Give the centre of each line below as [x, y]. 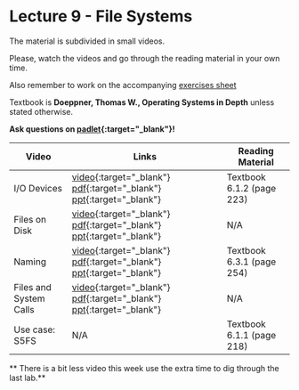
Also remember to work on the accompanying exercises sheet [123, 85]
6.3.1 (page [251, 262]
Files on [30, 219]
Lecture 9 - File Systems [101, 16]
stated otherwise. [41, 111]
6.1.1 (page [251, 335]
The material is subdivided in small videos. [87, 41]
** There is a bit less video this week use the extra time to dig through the [145, 368]
